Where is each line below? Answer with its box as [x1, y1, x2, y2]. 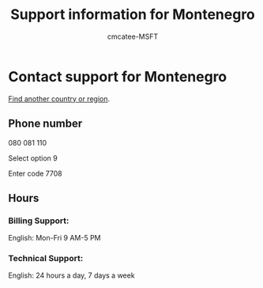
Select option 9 [8, 153, 58, 163]
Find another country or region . [8, 93, 111, 104]
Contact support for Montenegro [8, 67, 227, 85]
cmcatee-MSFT [107, 32, 159, 41]
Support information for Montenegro [10, 6, 255, 24]
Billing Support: [8, 215, 70, 226]
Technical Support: [8, 253, 84, 264]
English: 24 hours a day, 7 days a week [8, 271, 136, 280]
